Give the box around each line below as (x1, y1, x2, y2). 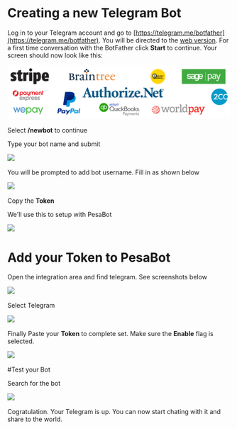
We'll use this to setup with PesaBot (7, 210, 112, 218)
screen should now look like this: (7, 51, 103, 60)
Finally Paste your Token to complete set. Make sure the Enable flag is (7, 330, 214, 338)
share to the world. (7, 415, 62, 423)
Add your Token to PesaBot (7, 250, 171, 265)
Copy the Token (7, 196, 55, 205)
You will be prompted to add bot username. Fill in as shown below (7, 168, 200, 177)
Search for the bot (7, 379, 61, 388)
